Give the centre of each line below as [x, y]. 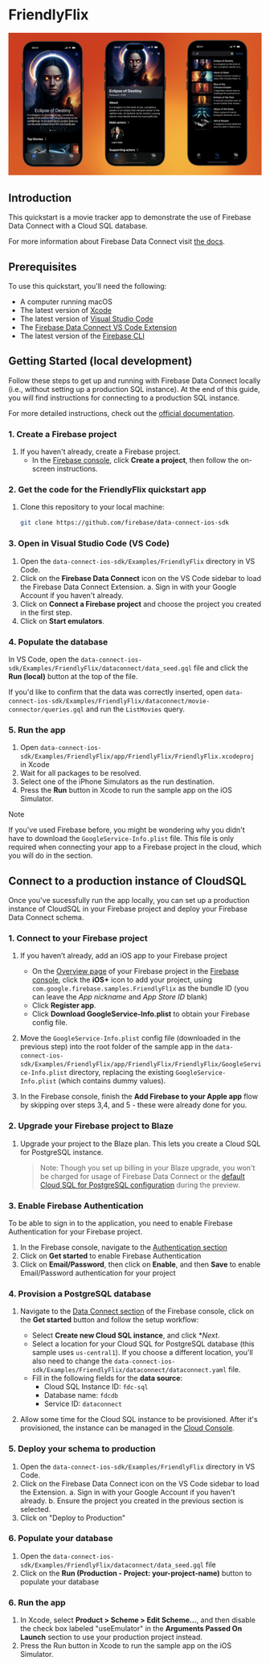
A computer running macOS [66, 302]
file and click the [221, 668]
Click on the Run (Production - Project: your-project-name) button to [136, 1573]
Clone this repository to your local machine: [92, 507]
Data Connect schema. [46, 917]
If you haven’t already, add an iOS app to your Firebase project [123, 956]
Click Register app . [64, 1006]
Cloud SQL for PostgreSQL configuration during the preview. [140, 1185]
